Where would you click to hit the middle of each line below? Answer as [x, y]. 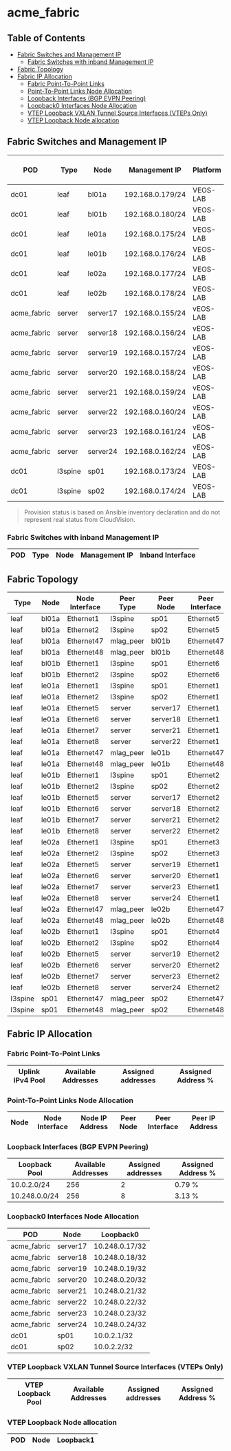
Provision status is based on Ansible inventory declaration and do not [122, 512]
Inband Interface [168, 555]
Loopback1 [76, 1440]
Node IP [94, 1117]
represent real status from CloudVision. [79, 519]
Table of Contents [46, 38]
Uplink [29, 1071]
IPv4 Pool [29, 1080]
